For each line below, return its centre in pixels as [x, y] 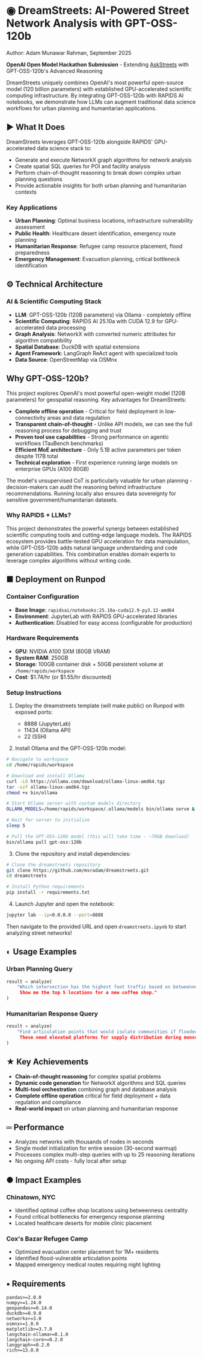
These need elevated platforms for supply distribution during [100, 1038]
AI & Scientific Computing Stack [54, 302]
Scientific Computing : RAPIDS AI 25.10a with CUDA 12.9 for [89, 321]
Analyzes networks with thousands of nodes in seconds [84, 1142]
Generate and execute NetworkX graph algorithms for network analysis [103, 160]
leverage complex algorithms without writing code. [69, 560]
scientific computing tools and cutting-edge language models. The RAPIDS [99, 535]
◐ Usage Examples [41, 952]
